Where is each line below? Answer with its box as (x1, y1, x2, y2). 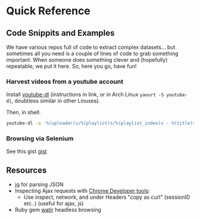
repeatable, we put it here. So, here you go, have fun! (6, 62, 137, 70)
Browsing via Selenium (6, 134, 74, 143)
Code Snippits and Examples (6, 28, 115, 38)
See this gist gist (6, 148, 47, 155)
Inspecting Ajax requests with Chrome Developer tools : (14, 187, 151, 195)
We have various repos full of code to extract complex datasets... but (6, 43, 176, 51)
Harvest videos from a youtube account (6, 77, 124, 86)
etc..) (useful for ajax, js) (23, 200, 85, 207)
